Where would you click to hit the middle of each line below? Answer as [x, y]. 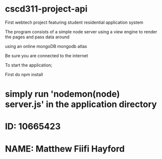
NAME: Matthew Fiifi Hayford [65, 149]
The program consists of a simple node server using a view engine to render [81, 32]
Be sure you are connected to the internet [46, 56]
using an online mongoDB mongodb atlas [46, 46]
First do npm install [24, 74]
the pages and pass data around [37, 37]
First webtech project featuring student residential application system [74, 22]
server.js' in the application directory [81, 104]
